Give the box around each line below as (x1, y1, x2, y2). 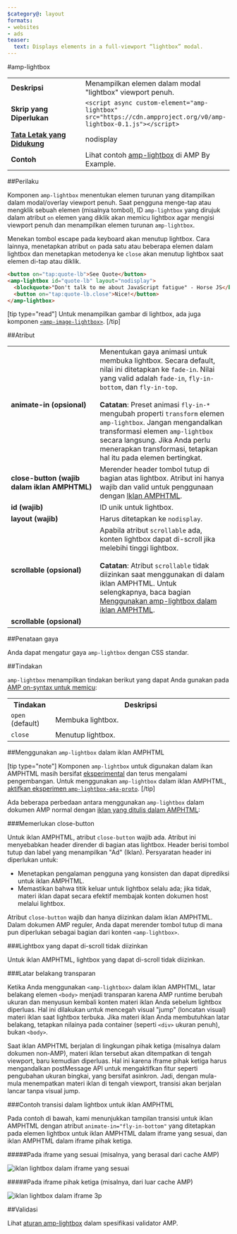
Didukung (11, 139, 44, 149)
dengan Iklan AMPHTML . (99, 491, 183, 501)
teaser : (7, 37, 30, 44)
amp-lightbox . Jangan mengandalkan (99, 418, 223, 428)
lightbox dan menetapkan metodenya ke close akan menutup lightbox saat (7, 250, 224, 258)
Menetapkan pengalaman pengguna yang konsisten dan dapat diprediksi (17, 869, 230, 878)
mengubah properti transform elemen (99, 409, 224, 419)
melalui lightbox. (17, 900, 66, 908)
